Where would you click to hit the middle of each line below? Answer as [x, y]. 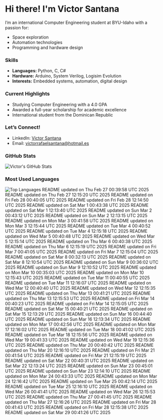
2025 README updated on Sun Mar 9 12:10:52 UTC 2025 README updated [81, 267]
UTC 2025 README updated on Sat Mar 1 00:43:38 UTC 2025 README [77, 205]
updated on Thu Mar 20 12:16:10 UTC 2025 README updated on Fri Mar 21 [80, 350]
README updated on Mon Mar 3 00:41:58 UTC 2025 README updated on [79, 221]
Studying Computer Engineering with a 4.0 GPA [60, 104]
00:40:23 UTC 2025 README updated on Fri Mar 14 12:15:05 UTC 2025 [77, 304]
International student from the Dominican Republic [63, 115]
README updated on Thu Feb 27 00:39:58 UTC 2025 [96, 190]
